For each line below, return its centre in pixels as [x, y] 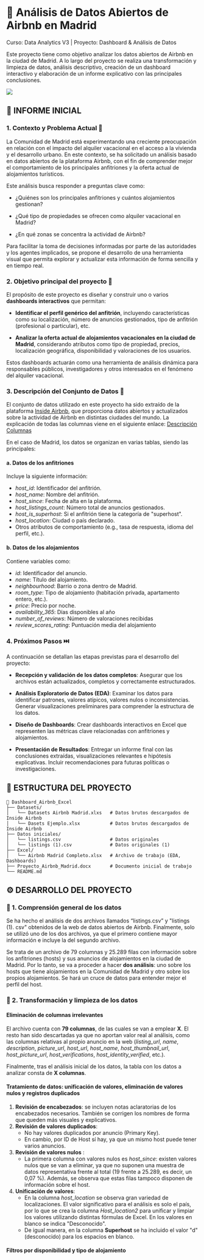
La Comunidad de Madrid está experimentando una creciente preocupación [101, 141]
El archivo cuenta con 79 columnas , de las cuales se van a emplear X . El [97, 1029]
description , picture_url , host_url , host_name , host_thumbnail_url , [88, 1048]
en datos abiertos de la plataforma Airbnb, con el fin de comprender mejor [100, 161]
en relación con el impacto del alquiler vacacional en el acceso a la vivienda [101, 148]
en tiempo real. [25, 266]
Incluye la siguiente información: [47, 476]
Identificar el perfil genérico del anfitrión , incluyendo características [102, 313]
